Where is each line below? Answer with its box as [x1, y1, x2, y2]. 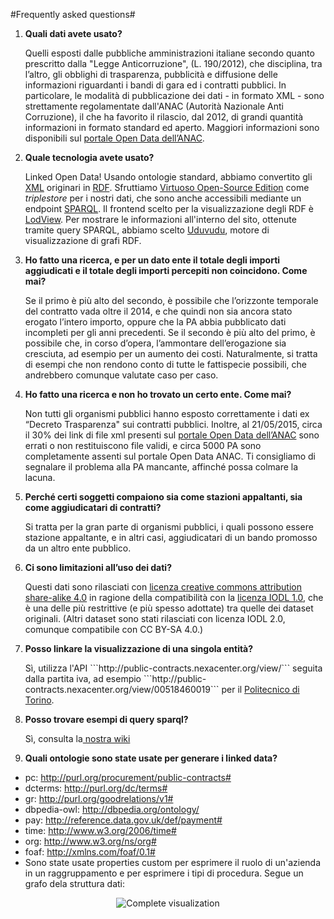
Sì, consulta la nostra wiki [24, 733, 131, 744]
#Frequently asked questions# [10, 9, 136, 20]
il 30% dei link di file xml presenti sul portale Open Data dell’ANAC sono [24, 429, 320, 441]
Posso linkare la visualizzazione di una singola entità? [24, 643, 254, 654]
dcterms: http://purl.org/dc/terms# [24, 782, 168, 794]
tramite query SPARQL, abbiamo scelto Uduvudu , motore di [24, 224, 270, 236]
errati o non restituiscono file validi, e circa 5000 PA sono [24, 440, 262, 451]
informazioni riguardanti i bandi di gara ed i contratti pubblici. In [24, 79, 287, 91]
